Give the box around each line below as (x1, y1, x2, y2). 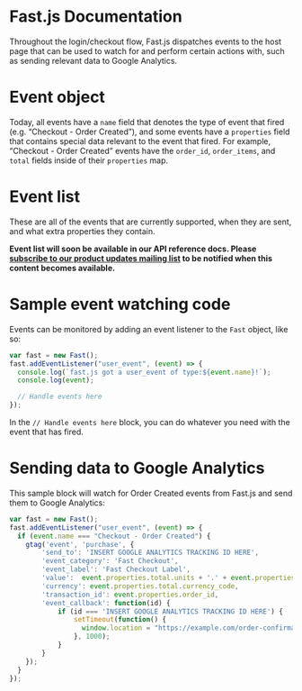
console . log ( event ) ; (17, 376, 94, 385)
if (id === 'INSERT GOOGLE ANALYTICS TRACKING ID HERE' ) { (57, 606, 283, 616)
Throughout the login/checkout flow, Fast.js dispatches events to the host (9, 36, 281, 47)
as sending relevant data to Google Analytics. (9, 55, 178, 66)
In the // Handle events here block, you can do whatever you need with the (9, 417, 290, 427)
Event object (9, 87, 106, 107)
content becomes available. (9, 262, 115, 273)
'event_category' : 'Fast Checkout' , (41, 557, 179, 566)
